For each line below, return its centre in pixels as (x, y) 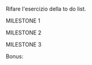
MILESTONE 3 (24, 44)
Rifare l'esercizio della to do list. (46, 9)
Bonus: (15, 56)
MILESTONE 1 (23, 21)
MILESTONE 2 (24, 32)
